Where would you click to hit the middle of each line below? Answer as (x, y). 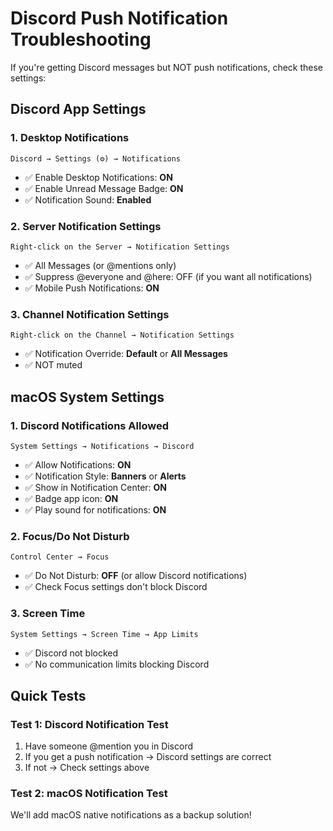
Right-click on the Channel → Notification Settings (122, 335)
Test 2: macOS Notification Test (89, 794)
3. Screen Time (48, 614)
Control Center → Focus (60, 557)
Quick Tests (48, 695)
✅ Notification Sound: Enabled (88, 199)
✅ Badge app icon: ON (71, 498)
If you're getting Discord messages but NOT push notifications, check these (167, 67)
